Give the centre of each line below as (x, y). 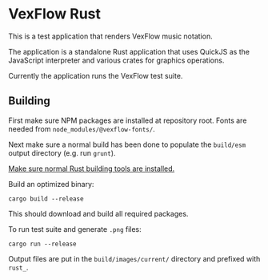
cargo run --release (43, 244)
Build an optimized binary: (51, 184)
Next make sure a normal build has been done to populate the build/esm (127, 144)
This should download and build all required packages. (98, 213)
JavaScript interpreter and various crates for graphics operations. (116, 60)
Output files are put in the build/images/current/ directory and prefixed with (134, 258)
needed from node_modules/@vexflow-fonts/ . (82, 128)
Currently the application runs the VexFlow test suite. (96, 75)
